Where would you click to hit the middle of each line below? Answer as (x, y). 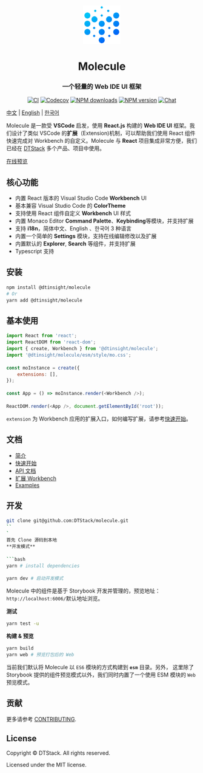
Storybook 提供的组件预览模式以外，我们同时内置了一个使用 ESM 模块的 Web (101, 675)
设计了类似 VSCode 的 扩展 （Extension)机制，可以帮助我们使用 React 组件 (103, 133)
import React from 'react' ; (42, 336)
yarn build (20, 648)
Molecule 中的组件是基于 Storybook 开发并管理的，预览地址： (83, 591)
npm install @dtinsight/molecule (48, 287)
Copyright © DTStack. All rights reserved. (58, 753)
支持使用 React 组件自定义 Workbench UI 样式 (73, 213)
